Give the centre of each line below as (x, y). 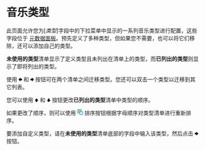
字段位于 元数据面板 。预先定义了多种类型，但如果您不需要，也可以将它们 (98, 38)
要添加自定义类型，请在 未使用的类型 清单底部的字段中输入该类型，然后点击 (100, 133)
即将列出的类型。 (38, 66)
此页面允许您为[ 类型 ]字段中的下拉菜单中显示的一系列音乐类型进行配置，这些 (102, 30)
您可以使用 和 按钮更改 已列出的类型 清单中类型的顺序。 (80, 100)
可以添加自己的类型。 (49, 46)
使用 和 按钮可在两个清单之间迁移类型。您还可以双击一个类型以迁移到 (98, 79)
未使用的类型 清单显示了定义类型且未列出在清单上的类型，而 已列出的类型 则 (100, 59)
